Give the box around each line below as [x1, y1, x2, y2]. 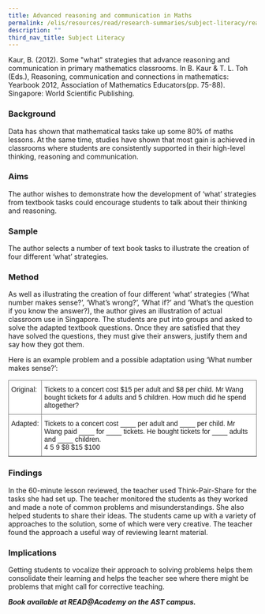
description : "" [8, 26, 62, 34]
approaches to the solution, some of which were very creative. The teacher [8, 519, 253, 529]
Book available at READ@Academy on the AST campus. [8, 597, 196, 607]
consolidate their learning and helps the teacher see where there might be [8, 574, 249, 583]
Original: [11, 385, 38, 395]
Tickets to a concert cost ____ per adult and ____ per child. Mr [44, 419, 236, 429]
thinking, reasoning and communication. [8, 152, 140, 161]
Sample [8, 226, 38, 237]
